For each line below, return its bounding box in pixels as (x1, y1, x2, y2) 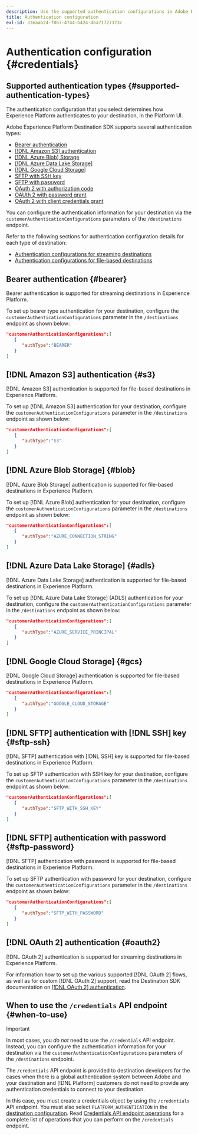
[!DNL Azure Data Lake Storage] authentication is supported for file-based (6, 576, 187, 583)
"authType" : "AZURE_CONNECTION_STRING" (21, 533, 117, 540)
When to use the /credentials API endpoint (6, 1000, 167, 1011)
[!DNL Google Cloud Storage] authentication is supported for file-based (6, 672, 180, 679)
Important (6, 1025, 30, 1032)
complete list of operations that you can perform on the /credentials (6, 1116, 174, 1123)
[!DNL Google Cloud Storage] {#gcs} (6, 656, 143, 667)
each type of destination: (6, 240, 67, 247)
